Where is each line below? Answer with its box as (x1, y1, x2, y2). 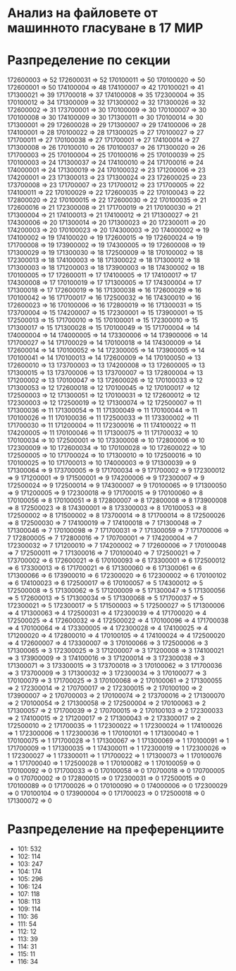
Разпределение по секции (7, 52, 171, 69)
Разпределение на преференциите (7, 821, 224, 837)
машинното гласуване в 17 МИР (7, 20, 204, 36)
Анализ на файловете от (7, 5, 159, 21)
